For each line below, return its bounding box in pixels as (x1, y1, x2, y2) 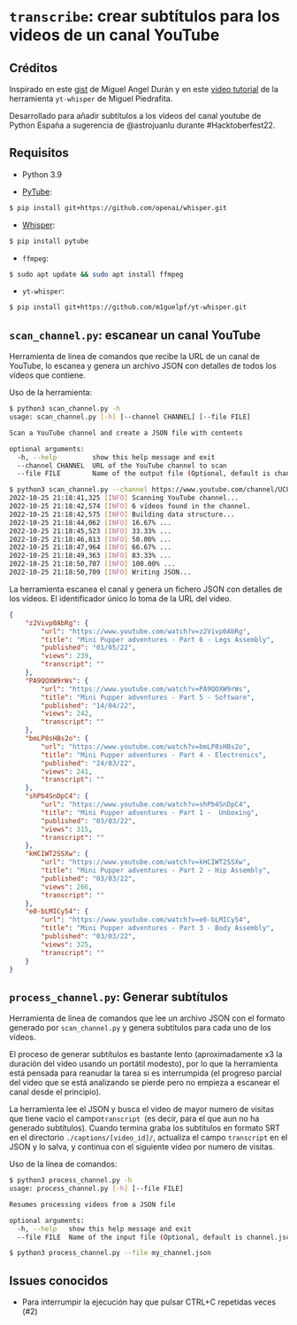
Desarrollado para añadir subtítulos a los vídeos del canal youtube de (9, 111, 262, 121)
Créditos (9, 60, 58, 75)
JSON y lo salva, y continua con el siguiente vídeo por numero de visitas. (9, 1141, 276, 1152)
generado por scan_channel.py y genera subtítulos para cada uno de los (9, 1023, 271, 1033)
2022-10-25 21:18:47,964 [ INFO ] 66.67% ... (9, 543, 172, 552)
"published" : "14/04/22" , (41, 701, 137, 710)
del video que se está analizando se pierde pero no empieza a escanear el (9, 1078, 280, 1088)
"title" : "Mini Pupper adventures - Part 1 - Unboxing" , (41, 808, 259, 817)
